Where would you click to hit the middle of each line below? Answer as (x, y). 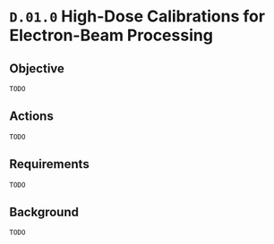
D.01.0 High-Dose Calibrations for (137, 17)
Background (44, 212)
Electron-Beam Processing (111, 35)
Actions (31, 117)
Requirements (49, 164)
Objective (37, 68)
